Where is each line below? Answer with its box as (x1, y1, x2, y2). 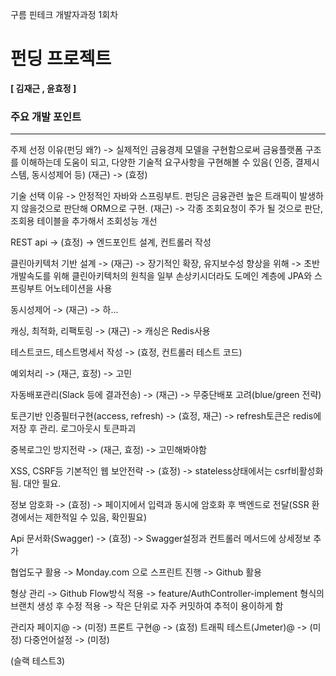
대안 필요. (23, 478, 62, 490)
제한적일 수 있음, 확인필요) (44, 511, 148, 523)
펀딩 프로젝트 (10, 48, 112, 70)
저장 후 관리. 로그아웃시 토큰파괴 (10, 423, 137, 435)
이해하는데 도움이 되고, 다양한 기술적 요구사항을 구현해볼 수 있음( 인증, (20, 156, 293, 168)
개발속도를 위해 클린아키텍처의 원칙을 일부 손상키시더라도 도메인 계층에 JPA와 (10, 270, 313, 282)
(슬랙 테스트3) (10, 655, 66, 667)
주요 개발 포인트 (10, 109, 82, 123)
